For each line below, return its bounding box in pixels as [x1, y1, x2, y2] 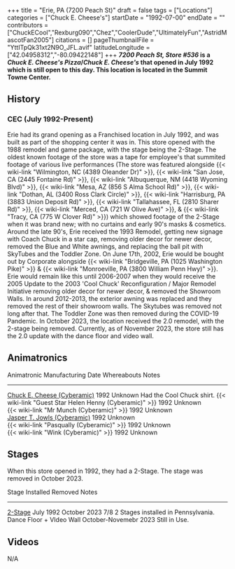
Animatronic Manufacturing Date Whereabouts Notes [7, 370, 161, 379]
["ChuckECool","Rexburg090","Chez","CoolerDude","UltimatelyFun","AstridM [7, 28, 227, 36]
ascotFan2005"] [7, 36, 55, 44]
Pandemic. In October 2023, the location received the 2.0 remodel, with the [7, 316, 225, 325]
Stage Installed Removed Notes [7, 488, 98, 497]
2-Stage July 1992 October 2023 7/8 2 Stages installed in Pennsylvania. [7, 508, 215, 516]
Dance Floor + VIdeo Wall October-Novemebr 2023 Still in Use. [7, 516, 190, 524]
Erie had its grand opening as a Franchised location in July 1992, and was [7, 130, 219, 139]
